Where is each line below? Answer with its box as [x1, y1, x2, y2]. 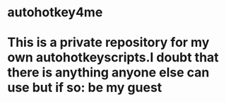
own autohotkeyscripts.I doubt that [7, 50, 219, 66]
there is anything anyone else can [7, 64, 210, 81]
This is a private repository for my [7, 35, 210, 50]
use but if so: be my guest [7, 79, 162, 96]
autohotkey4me [7, 4, 103, 21]
